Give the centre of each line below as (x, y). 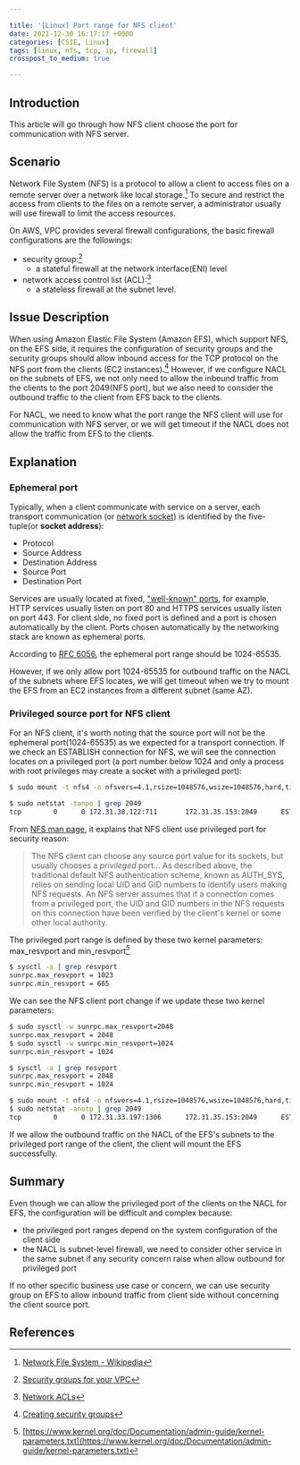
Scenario (35, 162)
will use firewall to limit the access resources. (93, 213)
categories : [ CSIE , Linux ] (59, 42)
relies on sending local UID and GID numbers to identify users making (159, 884)
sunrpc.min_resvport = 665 (59, 984)
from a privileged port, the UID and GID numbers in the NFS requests (158, 903)
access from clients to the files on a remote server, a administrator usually (145, 204)
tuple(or (24, 525)
